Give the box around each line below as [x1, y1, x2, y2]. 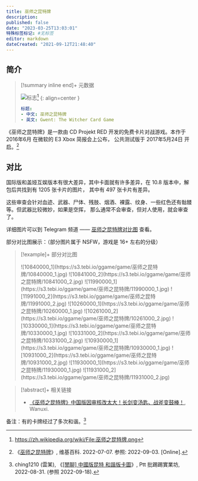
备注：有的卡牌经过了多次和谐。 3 [6, 417, 87, 425]
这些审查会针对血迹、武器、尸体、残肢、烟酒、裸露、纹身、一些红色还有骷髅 [6, 198, 192, 206]
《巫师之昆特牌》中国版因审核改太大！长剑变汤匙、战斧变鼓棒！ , [29, 399, 186, 406]
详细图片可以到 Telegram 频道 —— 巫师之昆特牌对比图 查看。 [6, 226, 155, 233]
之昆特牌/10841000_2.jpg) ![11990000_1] [20, 278, 118, 286]
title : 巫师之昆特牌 [6, 8, 51, 15]
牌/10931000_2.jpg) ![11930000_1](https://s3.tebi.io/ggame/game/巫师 [20, 359, 190, 366]
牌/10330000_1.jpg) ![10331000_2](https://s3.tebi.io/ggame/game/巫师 [20, 330, 191, 337]
